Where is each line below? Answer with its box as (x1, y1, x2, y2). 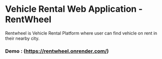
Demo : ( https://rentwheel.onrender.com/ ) (5, 48, 109, 55)
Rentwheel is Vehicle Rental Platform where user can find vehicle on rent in (5, 30, 158, 36)
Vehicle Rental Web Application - (5, 3, 143, 15)
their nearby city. (5, 35, 40, 41)
